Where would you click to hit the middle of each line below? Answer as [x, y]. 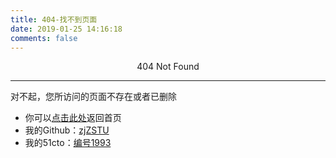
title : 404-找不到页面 [54, 19]
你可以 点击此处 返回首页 [73, 118]
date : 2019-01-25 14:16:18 [66, 29]
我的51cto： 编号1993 [68, 143]
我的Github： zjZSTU [67, 130]
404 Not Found [168, 67]
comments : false [44, 38]
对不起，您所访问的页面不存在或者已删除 [93, 97]
